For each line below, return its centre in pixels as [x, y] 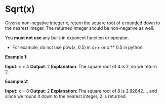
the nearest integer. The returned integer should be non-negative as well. [80, 28]
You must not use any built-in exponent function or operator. [67, 38]
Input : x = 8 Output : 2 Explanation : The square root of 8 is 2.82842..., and [81, 91]
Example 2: [17, 81]
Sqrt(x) [20, 9]
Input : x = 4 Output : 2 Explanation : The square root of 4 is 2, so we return [81, 66]
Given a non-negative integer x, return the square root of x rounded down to [83, 23]
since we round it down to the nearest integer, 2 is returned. [66, 96]
